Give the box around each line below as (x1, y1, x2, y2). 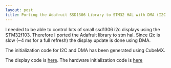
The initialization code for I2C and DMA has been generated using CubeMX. (5, 47, 165, 53)
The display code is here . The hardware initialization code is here (5, 57, 143, 63)
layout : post (5, 7, 33, 13)
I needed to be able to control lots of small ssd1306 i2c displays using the (5, 26, 160, 32)
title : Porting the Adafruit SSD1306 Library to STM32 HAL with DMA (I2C (5, 12, 166, 17)
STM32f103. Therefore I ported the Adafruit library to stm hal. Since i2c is (5, 32, 160, 38)
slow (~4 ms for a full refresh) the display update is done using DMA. (5, 37, 151, 43)
